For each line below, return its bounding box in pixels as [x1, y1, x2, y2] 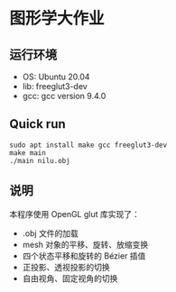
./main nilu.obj [9, 156, 70, 165]
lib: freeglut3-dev [22, 81, 88, 91]
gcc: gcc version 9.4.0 [22, 91, 107, 101]
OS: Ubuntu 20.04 [22, 71, 90, 82]
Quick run [9, 116, 66, 132]
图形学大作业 [9, 8, 106, 29]
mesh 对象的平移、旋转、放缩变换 [22, 239, 149, 250]
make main [9, 148, 47, 158]
